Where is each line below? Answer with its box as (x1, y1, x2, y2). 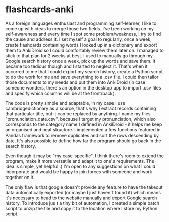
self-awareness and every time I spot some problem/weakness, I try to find (5, 31, 161, 37)
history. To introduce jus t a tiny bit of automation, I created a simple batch (5, 200, 160, 206)
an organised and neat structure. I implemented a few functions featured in (5, 126, 161, 132)
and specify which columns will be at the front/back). (5, 90, 116, 96)
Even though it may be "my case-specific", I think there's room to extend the (5, 153, 164, 159)
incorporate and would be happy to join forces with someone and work (5, 168, 152, 175)
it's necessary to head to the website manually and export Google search (5, 195, 157, 201)
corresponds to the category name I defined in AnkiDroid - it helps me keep (5, 121, 162, 127)
